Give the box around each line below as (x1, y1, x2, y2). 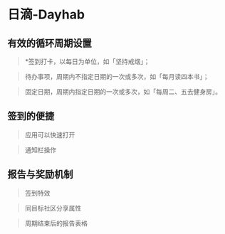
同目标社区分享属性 (24, 203, 82, 212)
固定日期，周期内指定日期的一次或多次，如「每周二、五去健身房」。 (24, 87, 222, 96)
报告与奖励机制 (7, 169, 73, 181)
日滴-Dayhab (7, 6, 85, 23)
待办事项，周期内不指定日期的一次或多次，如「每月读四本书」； (24, 73, 209, 80)
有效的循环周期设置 (7, 37, 92, 49)
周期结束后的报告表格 (24, 218, 88, 228)
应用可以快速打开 (24, 130, 75, 139)
